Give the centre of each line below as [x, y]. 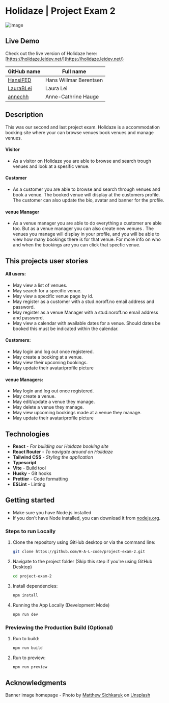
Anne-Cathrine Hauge [72, 96]
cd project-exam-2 [32, 576]
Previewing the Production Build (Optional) [59, 627]
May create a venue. [34, 396]
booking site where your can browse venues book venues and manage [80, 132]
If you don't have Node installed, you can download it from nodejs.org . [87, 518]
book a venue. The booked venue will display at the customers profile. [86, 194]
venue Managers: [24, 380]
